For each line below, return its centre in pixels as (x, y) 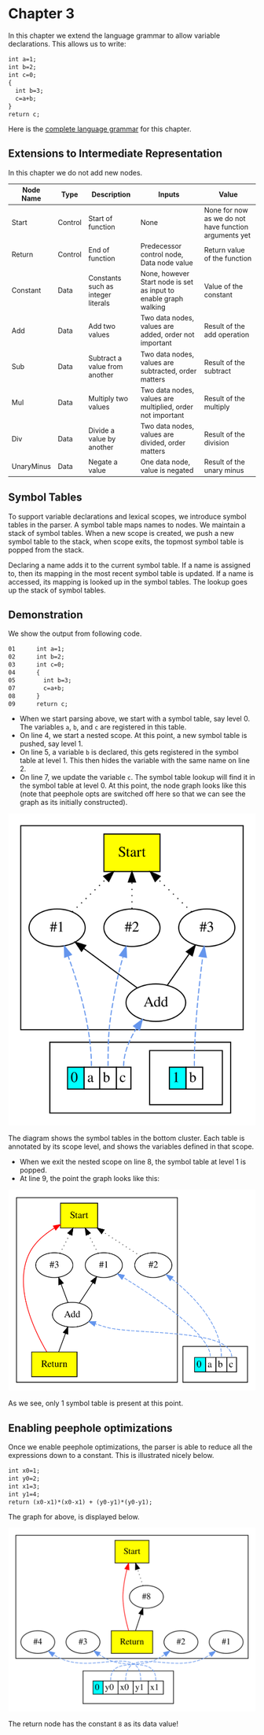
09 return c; (38, 704)
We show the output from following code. (75, 633)
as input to (158, 290)
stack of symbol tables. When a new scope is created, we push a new (121, 533)
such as (101, 286)
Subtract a (105, 358)
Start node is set (167, 282)
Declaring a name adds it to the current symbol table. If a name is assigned (130, 565)
